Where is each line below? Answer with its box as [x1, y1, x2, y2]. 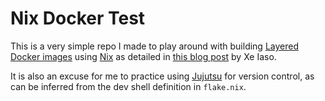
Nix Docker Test [10, 7, 146, 30]
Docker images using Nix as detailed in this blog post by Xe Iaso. [10, 50, 277, 62]
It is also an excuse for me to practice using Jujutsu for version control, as [10, 70, 315, 82]
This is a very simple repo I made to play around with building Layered [10, 40, 300, 52]
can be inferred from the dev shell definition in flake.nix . [10, 80, 247, 92]
